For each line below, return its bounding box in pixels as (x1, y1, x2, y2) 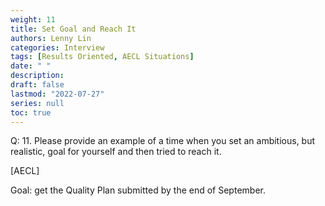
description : (10, 71, 65, 81)
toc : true (10, 107, 52, 118)
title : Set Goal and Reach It (10, 24, 137, 34)
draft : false (10, 80, 65, 90)
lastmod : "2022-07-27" (10, 89, 105, 99)
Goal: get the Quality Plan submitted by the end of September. (10, 184, 266, 196)
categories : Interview (10, 42, 105, 53)
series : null (10, 98, 65, 108)
